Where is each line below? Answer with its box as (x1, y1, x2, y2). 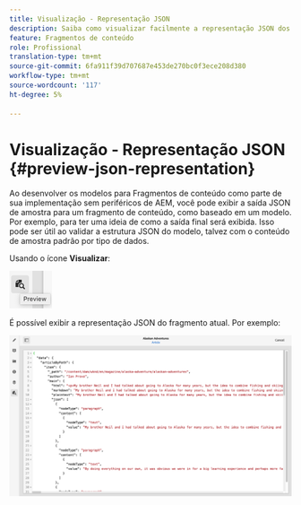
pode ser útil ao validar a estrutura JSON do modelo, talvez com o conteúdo (9, 226, 290, 237)
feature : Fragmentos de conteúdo (9, 33, 134, 42)
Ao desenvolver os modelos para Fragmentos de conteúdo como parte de (9, 188, 282, 199)
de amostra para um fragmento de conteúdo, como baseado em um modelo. (9, 207, 292, 218)
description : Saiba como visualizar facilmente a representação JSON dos (9, 23, 291, 33)
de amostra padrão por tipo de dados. (9, 236, 150, 247)
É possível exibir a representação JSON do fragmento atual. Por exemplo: (9, 318, 280, 328)
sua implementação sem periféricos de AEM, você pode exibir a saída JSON (9, 197, 291, 208)
